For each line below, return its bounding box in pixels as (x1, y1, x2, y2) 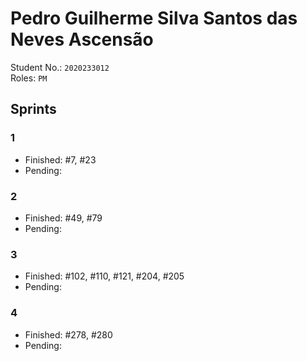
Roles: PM (10, 72, 48, 84)
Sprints (10, 101, 57, 118)
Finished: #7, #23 (24, 153, 97, 166)
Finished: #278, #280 (24, 328, 113, 341)
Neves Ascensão (10, 28, 154, 51)
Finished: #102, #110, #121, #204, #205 (24, 270, 185, 282)
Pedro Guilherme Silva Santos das (10, 7, 298, 30)
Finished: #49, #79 (24, 212, 103, 224)
